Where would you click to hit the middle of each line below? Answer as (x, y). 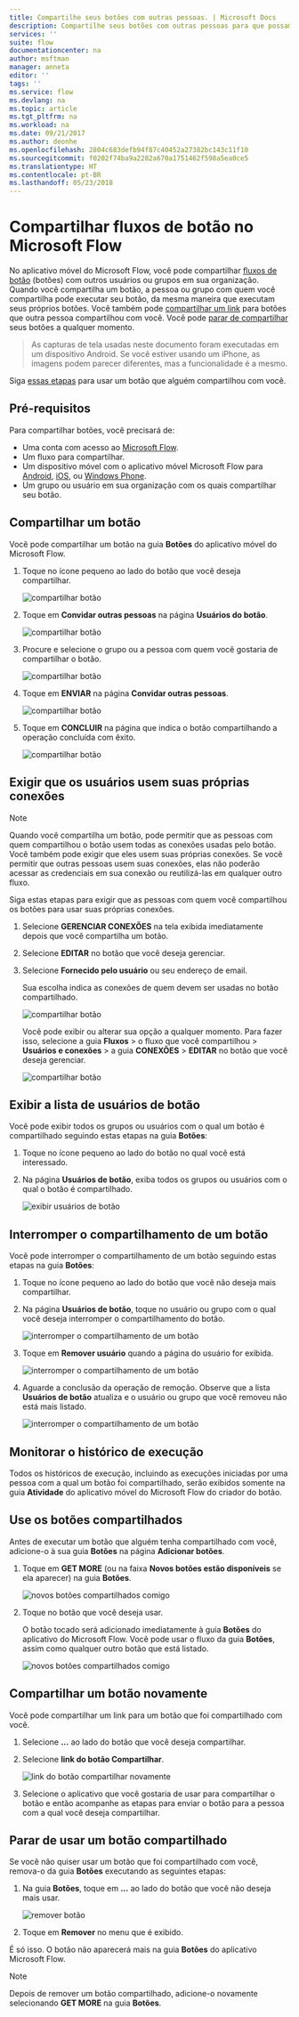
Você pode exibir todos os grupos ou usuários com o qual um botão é (137, 1126)
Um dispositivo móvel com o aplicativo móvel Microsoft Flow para (142, 466)
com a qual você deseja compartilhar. (91, 1812)
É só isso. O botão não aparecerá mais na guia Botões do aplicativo (133, 1949)
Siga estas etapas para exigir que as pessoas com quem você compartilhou (148, 899)
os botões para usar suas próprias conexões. (92, 909)
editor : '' (29, 76)
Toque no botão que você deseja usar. (92, 1612)
